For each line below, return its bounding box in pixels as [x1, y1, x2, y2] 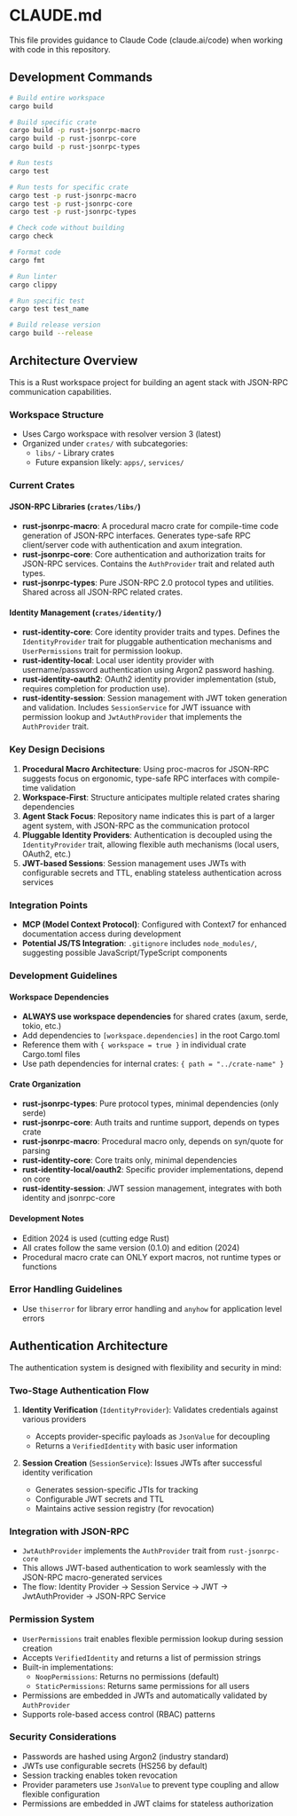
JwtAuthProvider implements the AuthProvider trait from [21, 1545, 226, 1556]
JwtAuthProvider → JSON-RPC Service [21, 1591, 167, 1602]
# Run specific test [9, 296, 86, 305]
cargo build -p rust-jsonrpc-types [9, 143, 141, 152]
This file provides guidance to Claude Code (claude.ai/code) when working [9, 35, 284, 45]
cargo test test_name [9, 304, 90, 313]
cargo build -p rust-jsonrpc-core [9, 134, 137, 143]
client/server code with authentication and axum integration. [21, 540, 243, 550]
